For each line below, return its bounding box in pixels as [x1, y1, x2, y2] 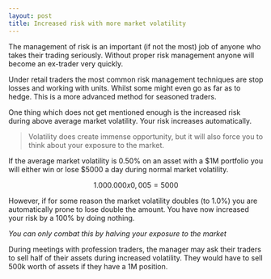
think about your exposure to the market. [28, 140, 164, 150]
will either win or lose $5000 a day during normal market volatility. [8, 164, 229, 174]
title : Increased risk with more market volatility [8, 19, 186, 27]
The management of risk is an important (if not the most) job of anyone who [8, 41, 261, 51]
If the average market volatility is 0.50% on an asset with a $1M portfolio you [8, 155, 264, 166]
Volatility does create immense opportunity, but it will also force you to [28, 131, 264, 142]
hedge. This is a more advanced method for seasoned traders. [8, 91, 217, 101]
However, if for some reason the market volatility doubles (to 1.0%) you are [8, 196, 258, 205]
